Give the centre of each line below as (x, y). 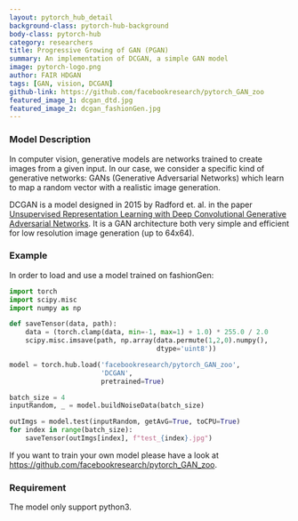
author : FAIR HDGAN (45, 76)
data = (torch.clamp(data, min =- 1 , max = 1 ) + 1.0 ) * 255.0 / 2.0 (147, 333)
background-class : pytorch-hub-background (89, 26)
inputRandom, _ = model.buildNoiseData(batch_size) (107, 405)
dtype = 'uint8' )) (186, 349)
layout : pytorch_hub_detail (61, 17)
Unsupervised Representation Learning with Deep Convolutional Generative (148, 213)
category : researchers (51, 42)
